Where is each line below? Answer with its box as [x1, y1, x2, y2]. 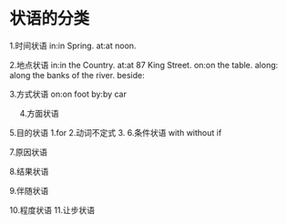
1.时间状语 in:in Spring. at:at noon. [9, 40, 137, 51]
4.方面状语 [19, 107, 59, 118]
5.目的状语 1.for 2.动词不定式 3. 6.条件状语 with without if [9, 127, 222, 137]
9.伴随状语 [9, 185, 49, 196]
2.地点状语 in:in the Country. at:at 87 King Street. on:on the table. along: [9, 59, 279, 70]
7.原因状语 [9, 147, 48, 158]
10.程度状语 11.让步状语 [9, 204, 96, 215]
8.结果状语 [9, 166, 49, 177]
